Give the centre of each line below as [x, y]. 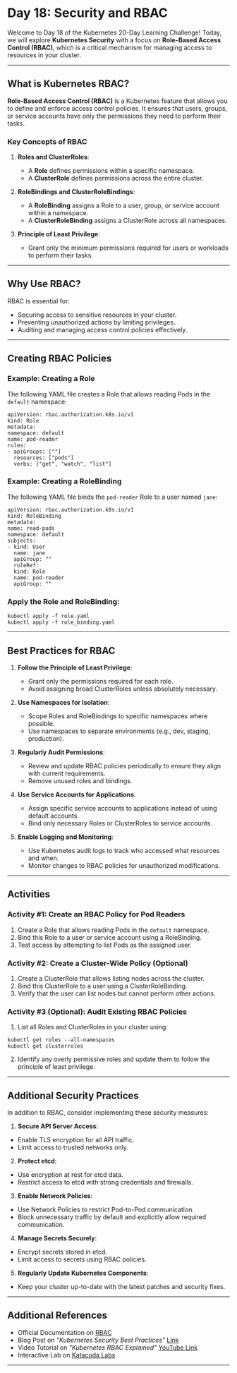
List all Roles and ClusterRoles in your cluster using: [92, 1027]
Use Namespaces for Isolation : [63, 702]
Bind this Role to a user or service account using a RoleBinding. [110, 937]
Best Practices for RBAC [61, 651]
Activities [29, 894]
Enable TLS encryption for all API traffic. [76, 1140]
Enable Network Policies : [55, 1196]
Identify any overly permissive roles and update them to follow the [114, 1059]
